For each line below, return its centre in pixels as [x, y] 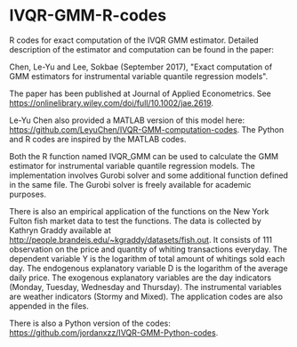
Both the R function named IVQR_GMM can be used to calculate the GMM [144, 156]
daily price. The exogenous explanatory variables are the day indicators [140, 278]
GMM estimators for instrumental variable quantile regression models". [139, 76]
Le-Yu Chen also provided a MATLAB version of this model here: [127, 120]
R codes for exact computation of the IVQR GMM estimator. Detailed [134, 40]
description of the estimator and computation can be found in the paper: [141, 49]
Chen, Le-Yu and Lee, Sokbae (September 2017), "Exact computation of [141, 67]
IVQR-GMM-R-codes [88, 16]
